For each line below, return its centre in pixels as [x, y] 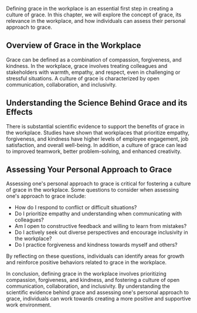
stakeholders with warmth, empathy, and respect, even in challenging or [93, 72]
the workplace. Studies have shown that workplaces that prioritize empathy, [98, 132]
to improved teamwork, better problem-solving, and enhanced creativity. [94, 151]
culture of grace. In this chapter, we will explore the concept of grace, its [94, 15]
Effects [20, 112]
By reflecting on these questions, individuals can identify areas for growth [95, 256]
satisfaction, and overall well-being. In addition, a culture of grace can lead [96, 145]
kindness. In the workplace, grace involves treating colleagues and [87, 66]
